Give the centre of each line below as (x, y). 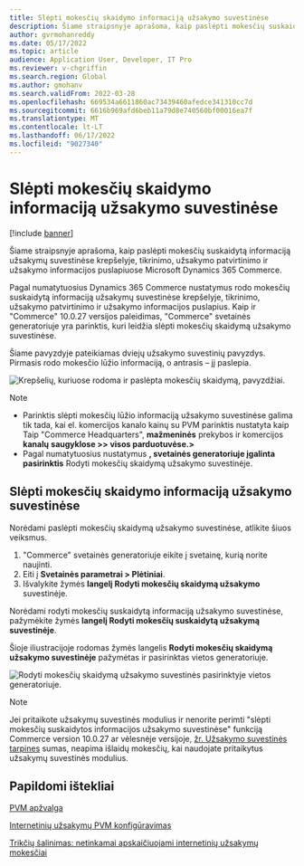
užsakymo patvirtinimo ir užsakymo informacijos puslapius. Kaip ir (133, 306)
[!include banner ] (42, 233)
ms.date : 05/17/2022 (48, 43)
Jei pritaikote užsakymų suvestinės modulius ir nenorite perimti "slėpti (140, 719)
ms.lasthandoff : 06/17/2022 (62, 136)
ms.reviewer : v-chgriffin (58, 69)
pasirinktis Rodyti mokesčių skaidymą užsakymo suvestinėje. (138, 463)
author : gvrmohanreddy (52, 34)
